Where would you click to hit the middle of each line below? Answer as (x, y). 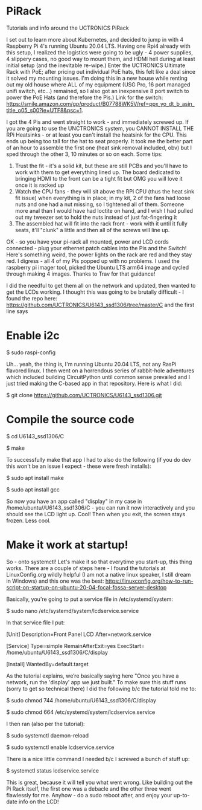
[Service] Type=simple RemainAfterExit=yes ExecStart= (75, 646)
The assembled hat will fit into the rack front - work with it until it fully (101, 223)
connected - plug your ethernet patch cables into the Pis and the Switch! (96, 248)
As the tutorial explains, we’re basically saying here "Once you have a (93, 676)
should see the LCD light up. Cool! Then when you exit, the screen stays (96, 514)
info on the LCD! (39, 802)
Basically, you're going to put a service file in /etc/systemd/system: (90, 599)
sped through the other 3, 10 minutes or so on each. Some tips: (84, 154)
